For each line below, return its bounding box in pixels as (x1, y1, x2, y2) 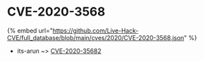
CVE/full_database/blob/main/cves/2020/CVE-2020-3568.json (7, 33, 185, 41)
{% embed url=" (7, 26, 53, 35)
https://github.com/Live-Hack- (52, 26, 139, 35)
